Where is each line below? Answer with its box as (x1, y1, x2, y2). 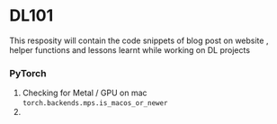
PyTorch (9, 66, 47, 79)
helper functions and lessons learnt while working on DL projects (9, 44, 250, 55)
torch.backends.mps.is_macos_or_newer (22, 99, 168, 108)
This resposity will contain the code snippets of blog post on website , (9, 35, 269, 46)
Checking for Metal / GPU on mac (22, 87, 147, 99)
